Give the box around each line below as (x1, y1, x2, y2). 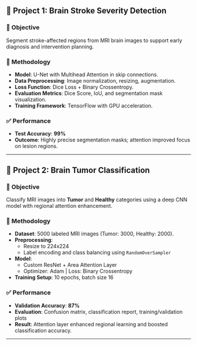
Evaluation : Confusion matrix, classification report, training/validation (14, 308, 183, 315)
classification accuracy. (14, 327, 72, 334)
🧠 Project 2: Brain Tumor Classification (6, 165, 150, 175)
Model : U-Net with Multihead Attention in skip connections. (14, 71, 158, 78)
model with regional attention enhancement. (6, 202, 113, 209)
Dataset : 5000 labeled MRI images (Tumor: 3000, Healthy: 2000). (14, 230, 174, 238)
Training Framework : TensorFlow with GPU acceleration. (14, 102, 153, 109)
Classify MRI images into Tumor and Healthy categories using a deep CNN (6, 196, 188, 203)
